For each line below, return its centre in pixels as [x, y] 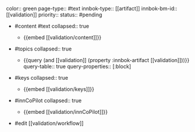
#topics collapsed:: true [43, 49]
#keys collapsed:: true [41, 78]
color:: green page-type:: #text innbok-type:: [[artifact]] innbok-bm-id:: [92, 9]
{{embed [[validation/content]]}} [62, 37]
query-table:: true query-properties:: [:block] [77, 66]
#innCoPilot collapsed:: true [48, 100]
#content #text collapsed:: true [52, 26]
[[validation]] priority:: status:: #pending [54, 15]
